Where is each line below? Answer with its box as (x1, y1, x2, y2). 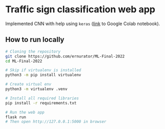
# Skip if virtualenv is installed (5, 68, 81, 73)
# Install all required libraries (5, 96, 79, 101)
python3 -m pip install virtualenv (5, 73, 81, 78)
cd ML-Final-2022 (5, 58, 43, 63)
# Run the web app (5, 110, 45, 115)
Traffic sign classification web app (5, 4, 155, 15)
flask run (5, 114, 27, 120)
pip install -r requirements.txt (5, 100, 77, 105)
